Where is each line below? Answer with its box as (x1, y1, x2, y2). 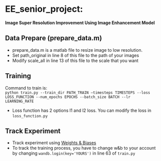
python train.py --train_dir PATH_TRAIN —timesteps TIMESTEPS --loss (5, 90, 151, 95)
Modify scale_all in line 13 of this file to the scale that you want (12, 58, 139, 64)
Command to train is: (5, 85, 48, 91)
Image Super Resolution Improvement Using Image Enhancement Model (5, 20, 155, 26)
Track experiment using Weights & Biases (12, 140, 97, 146)
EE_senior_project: (5, 3, 83, 15)
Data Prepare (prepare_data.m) (5, 34, 102, 42)
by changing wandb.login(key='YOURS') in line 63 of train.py (12, 150, 135, 156)
